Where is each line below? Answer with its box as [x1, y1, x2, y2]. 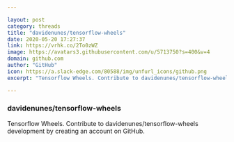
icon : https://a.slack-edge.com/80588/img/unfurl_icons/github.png [7, 68, 208, 75]
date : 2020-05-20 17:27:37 [7, 35, 86, 42]
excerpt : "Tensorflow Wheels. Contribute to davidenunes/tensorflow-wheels [7, 74, 232, 81]
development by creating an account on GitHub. [7, 127, 145, 135]
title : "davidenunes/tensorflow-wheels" [7, 29, 127, 36]
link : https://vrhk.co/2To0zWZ [7, 42, 98, 49]
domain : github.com [7, 55, 64, 63]
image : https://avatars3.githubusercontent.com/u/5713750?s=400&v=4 [7, 49, 210, 56]
